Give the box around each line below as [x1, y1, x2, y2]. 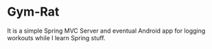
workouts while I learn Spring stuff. [7, 33, 106, 42]
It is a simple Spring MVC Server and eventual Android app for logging [7, 27, 206, 35]
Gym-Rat [7, 4, 60, 20]
